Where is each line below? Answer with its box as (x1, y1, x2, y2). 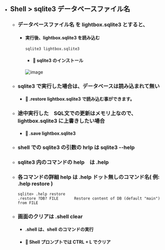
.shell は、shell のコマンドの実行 (25, 226, 94, 232)
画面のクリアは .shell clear (17, 213, 83, 220)
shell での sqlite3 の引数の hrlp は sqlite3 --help (17, 143, 135, 151)
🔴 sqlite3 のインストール (32, 58, 84, 64)
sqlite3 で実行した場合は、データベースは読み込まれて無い (17, 82, 160, 89)
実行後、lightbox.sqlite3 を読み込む (25, 34, 100, 40)
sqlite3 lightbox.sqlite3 (25, 46, 80, 52)
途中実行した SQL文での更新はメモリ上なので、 (17, 110, 137, 117)
